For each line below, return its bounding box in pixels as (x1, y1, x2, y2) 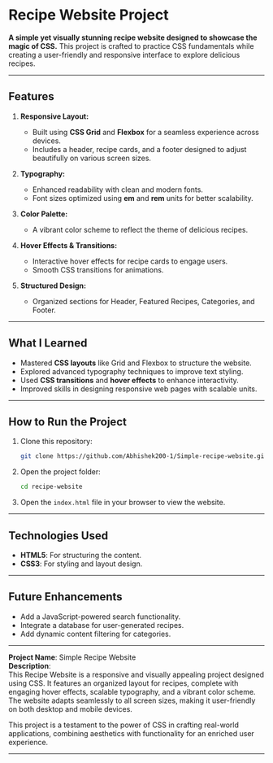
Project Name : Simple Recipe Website (8, 652, 136, 662)
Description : (8, 661, 51, 670)
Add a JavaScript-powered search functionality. (19, 612, 181, 621)
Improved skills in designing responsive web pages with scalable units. (19, 384, 258, 394)
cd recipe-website (19, 482, 83, 491)
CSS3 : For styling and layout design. (19, 559, 143, 569)
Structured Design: (19, 281, 87, 290)
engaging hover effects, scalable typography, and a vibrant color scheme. (8, 687, 256, 696)
